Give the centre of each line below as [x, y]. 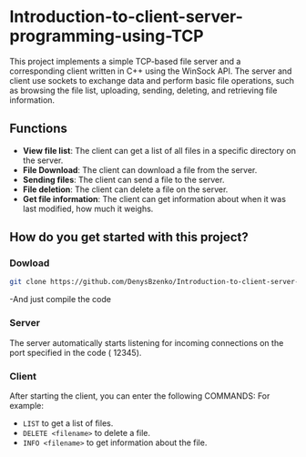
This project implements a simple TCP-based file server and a [125, 61]
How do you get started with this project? [129, 237]
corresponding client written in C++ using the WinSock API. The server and [151, 71]
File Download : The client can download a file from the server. [140, 169]
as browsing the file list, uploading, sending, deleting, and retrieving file [143, 90]
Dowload [30, 263]
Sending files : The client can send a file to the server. [123, 179]
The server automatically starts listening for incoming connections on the [147, 342]
